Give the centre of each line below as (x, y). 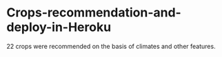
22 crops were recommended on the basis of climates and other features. (111, 46)
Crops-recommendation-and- (94, 13)
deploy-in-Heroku (59, 27)
